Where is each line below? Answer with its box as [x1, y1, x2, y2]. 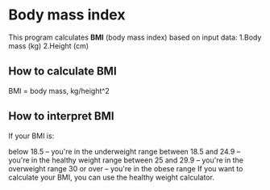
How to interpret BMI [8, 109, 114, 123]
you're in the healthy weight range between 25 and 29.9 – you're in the [8, 155, 244, 165]
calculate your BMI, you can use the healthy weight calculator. [8, 172, 215, 182]
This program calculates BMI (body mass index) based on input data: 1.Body [8, 32, 262, 42]
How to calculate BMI [8, 65, 117, 78]
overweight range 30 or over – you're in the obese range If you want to [8, 163, 243, 173]
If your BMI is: [8, 131, 55, 141]
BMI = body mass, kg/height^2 [8, 86, 110, 95]
